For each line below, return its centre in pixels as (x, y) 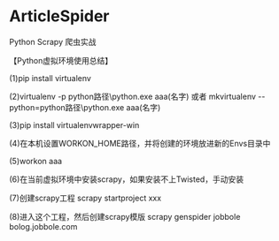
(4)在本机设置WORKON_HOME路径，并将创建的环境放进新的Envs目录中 (140, 143)
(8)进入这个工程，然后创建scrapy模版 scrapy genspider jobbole (125, 216)
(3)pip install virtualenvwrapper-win (74, 124)
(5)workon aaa (36, 161)
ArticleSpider (59, 16)
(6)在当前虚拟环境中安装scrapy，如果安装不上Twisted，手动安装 (127, 179)
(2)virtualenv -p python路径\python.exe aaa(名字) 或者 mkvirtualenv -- (137, 96)
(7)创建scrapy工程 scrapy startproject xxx (85, 198)
